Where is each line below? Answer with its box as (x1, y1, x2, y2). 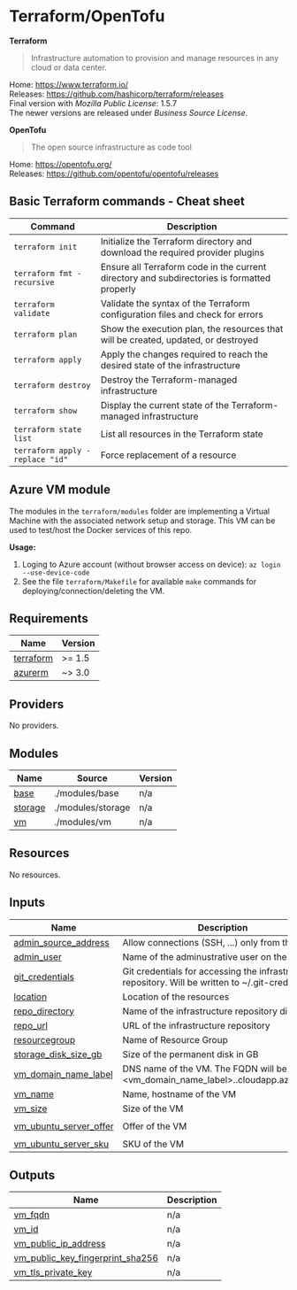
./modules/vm (54, 816, 112, 828)
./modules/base (54, 787, 119, 799)
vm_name (13, 1087, 55, 1100)
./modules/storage (54, 801, 131, 814)
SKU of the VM (122, 1138, 184, 1150)
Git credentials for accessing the (122, 965, 258, 977)
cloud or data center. (30, 62, 108, 73)
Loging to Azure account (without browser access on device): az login (21, 559, 281, 569)
